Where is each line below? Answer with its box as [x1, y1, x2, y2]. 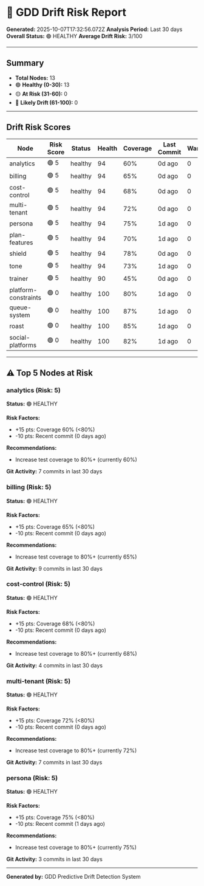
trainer [9, 275, 29, 283]
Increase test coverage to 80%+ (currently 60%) [15, 456, 138, 464]
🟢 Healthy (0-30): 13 [15, 81, 70, 88]
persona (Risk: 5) [6, 774, 58, 783]
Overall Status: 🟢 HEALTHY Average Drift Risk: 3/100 [6, 32, 143, 39]
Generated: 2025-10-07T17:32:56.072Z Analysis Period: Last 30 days [6, 26, 183, 33]
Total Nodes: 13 [15, 74, 56, 81]
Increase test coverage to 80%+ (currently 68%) [15, 650, 138, 657]
